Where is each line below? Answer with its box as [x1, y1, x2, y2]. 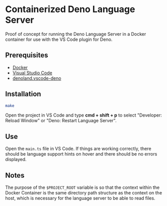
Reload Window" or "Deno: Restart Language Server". [5, 118, 117, 124]
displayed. [5, 157, 27, 163]
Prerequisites [5, 51, 48, 60]
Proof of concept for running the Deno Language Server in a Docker [5, 31, 146, 37]
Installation [5, 90, 41, 98]
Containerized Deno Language [5, 4, 135, 15]
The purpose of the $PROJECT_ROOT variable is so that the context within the [5, 184, 160, 190]
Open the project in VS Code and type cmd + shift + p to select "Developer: [5, 112, 162, 118]
